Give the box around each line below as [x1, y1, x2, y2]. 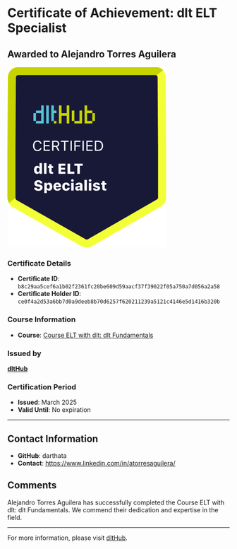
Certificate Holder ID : [17, 290, 82, 298]
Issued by [7, 348, 42, 358]
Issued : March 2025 [17, 398, 78, 407]
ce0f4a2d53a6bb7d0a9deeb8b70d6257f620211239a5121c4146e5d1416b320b [17, 298, 220, 305]
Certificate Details [7, 258, 72, 268]
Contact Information [7, 432, 99, 444]
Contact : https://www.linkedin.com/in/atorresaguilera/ [17, 459, 176, 467]
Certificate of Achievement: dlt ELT [7, 5, 217, 21]
